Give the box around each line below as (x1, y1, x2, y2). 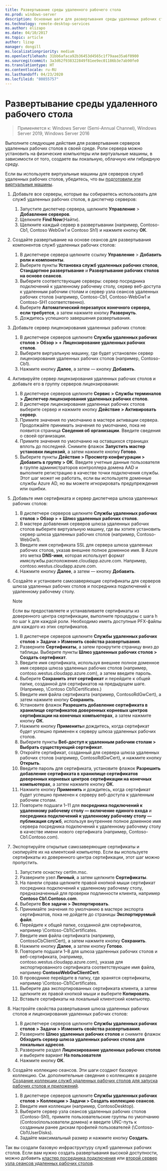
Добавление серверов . (19, 211, 71, 217)
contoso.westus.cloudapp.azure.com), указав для (19, 959, 123, 965)
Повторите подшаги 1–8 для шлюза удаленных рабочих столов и (19, 948, 158, 954)
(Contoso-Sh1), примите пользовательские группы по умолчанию (19, 1113, 160, 1119)
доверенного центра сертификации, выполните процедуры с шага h (12, 613, 158, 619)
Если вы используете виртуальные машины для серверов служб (5, 171, 144, 177)
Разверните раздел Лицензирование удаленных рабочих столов (19, 1047, 161, 1053)
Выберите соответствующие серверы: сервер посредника (19, 278, 145, 284)
